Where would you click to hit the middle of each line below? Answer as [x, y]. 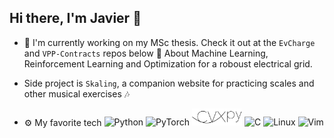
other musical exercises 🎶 [77, 93]
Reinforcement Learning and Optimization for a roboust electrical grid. [168, 63]
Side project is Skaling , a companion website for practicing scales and [169, 83]
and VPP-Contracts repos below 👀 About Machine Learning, [146, 53]
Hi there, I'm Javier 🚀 [75, 18]
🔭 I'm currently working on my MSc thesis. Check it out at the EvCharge [169, 42]
